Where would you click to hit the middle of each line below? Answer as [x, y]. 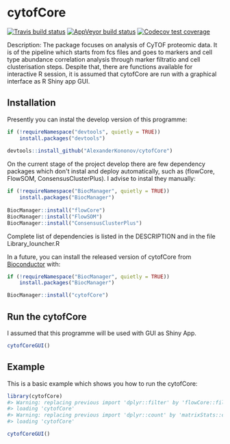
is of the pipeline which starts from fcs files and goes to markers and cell [110, 52]
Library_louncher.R [34, 243]
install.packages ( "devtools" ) [63, 138]
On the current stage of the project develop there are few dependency [106, 164]
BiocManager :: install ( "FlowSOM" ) [55, 217]
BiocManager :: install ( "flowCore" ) [56, 210]
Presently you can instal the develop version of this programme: [97, 119]
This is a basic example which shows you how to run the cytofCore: [102, 383]
